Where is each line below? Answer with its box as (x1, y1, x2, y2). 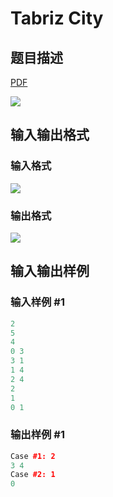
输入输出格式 (10, 127, 90, 144)
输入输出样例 (10, 263, 90, 280)
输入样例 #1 (10, 295, 65, 309)
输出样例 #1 (10, 428, 65, 442)
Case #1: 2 (10, 451, 56, 461)
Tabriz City (10, 7, 104, 30)
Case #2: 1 (10, 470, 56, 480)
